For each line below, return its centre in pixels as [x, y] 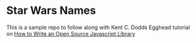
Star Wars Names [51, 11]
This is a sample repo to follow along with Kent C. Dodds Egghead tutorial [98, 27]
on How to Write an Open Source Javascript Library [71, 33]
